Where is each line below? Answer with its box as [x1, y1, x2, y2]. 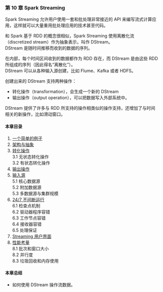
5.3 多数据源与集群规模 [12, 190, 59, 196]
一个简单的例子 [12, 135, 43, 141]
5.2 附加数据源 [12, 184, 42, 190]
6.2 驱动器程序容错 [12, 209, 50, 215]
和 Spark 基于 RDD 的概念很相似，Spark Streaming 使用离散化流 [5, 33, 135, 39]
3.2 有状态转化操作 [12, 160, 50, 166]
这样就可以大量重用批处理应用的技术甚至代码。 [13, 23, 108, 28]
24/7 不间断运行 [12, 196, 45, 202]
